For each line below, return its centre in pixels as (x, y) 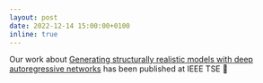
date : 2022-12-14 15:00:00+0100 (70, 26)
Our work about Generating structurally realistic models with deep (131, 60)
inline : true (34, 34)
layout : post (34, 17)
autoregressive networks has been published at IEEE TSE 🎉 (119, 69)
